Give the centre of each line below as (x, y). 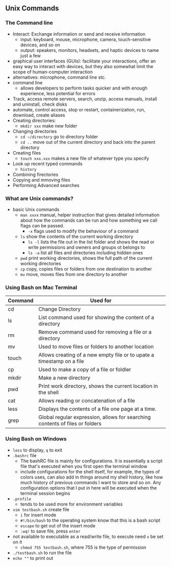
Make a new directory (64, 378)
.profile (22, 499)
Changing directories (35, 131)
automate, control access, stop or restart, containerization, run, (79, 109)
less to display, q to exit (37, 450)
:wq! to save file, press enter (50, 531)
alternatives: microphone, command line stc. (59, 77)
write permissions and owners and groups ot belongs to (86, 247)
